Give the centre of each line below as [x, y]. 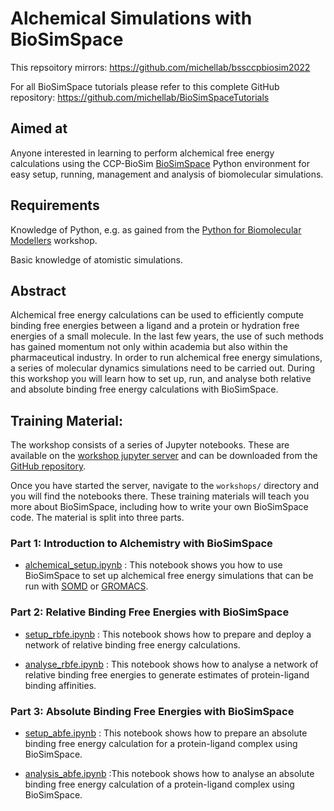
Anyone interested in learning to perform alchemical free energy [142, 153]
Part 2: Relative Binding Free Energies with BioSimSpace [150, 612]
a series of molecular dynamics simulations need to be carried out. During [163, 368]
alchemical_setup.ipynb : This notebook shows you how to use [153, 565]
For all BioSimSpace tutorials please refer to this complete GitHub [145, 86]
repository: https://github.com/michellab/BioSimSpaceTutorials [140, 97]
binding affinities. [60, 685]
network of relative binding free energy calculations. [132, 644]
